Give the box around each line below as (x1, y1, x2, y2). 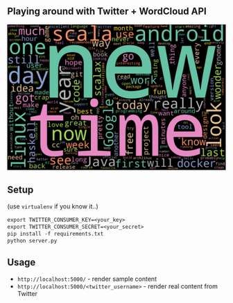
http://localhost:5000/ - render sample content (17, 275, 157, 284)
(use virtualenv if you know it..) (7, 202, 98, 211)
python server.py (7, 238, 58, 245)
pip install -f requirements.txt (7, 231, 104, 238)
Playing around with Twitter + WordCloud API (7, 6, 207, 17)
